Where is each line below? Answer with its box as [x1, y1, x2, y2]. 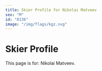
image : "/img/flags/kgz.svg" [5, 21, 67, 27]
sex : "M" [5, 12, 24, 17]
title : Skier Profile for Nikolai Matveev [5, 7, 97, 13]
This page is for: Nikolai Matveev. [5, 60, 75, 66]
